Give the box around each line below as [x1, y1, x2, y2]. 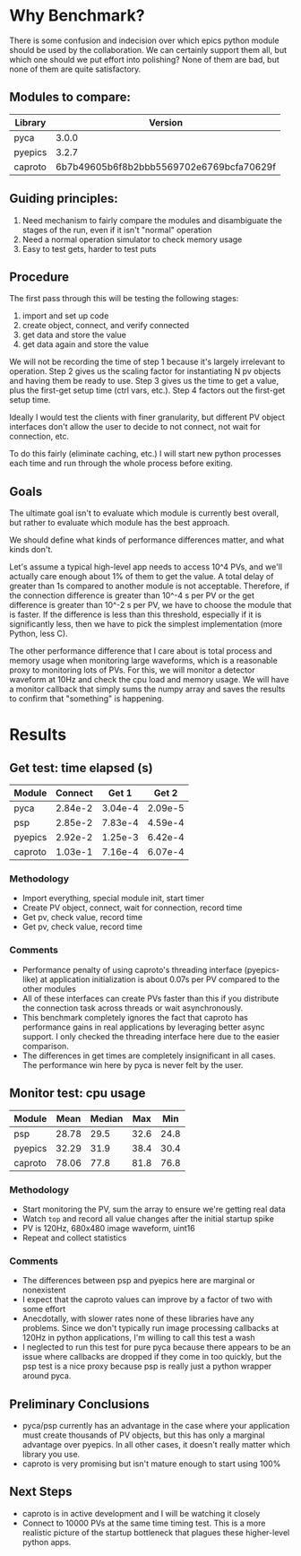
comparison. [21, 1040, 69, 1051]
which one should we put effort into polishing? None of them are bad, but [9, 54, 279, 65]
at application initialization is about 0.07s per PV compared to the [39, 974, 280, 985]
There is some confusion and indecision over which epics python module [9, 35, 279, 46]
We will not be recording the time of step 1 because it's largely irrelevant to [9, 356, 285, 368]
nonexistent [21, 1284, 66, 1296]
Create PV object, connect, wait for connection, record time [21, 902, 243, 913]
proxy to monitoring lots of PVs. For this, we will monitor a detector [9, 665, 255, 675]
